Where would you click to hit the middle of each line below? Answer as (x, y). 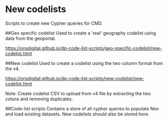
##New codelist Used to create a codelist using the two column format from (84, 63)
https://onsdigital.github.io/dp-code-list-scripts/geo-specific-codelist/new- (84, 48)
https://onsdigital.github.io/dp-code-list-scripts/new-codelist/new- (75, 78)
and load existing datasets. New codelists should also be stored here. (77, 114)
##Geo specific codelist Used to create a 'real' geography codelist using (81, 33)
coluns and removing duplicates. (39, 99)
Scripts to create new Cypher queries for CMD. (54, 23)
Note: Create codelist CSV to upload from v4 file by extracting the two (78, 93)
